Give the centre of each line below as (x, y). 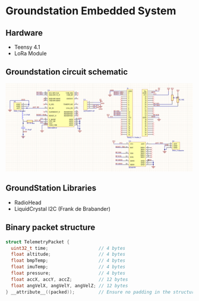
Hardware (24, 33)
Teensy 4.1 (27, 47)
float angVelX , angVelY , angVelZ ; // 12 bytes (70, 286)
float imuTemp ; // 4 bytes (68, 267)
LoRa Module (30, 53)
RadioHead (28, 202)
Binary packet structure (50, 228)
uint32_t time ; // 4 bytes (68, 248)
